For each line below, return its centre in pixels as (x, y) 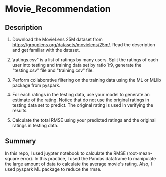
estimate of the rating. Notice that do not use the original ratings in (81, 100)
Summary (21, 141)
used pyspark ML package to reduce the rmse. (53, 169)
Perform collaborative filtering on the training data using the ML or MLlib (86, 80)
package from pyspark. (36, 85)
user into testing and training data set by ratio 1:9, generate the (77, 65)
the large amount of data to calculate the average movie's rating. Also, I (79, 164)
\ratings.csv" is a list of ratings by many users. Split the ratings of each (85, 60)
